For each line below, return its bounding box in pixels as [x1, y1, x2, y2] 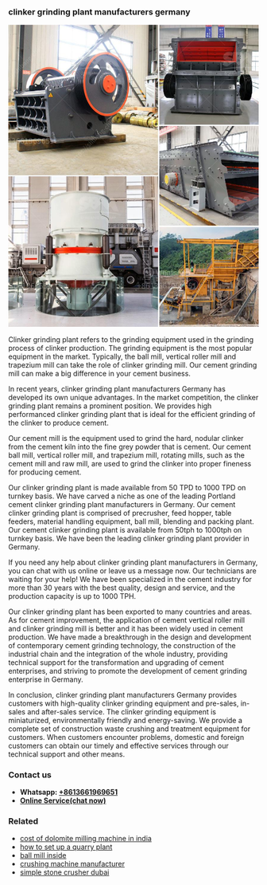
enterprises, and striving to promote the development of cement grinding [8, 666, 248, 675]
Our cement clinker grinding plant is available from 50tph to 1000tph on [8, 525, 242, 534]
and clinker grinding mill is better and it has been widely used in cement [8, 623, 244, 633]
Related [8, 816, 39, 827]
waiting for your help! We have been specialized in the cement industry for [8, 574, 253, 584]
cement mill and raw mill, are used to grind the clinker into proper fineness [8, 458, 252, 468]
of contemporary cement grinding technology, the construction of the [8, 640, 236, 650]
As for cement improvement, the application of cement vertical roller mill [8, 615, 245, 624]
